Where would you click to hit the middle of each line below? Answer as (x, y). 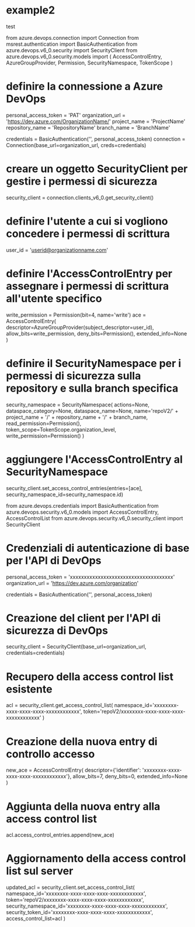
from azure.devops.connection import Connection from (72, 38)
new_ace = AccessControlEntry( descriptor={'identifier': (74, 770)
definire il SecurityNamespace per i (94, 363)
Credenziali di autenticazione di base (98, 548)
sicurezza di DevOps (57, 630)
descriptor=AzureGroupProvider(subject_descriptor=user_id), (80, 327)
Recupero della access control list (90, 676)
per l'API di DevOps (54, 560)
